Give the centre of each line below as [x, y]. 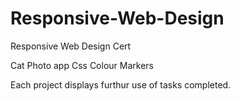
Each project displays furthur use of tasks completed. [121, 84]
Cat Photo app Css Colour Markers [82, 65]
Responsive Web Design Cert [71, 46]
